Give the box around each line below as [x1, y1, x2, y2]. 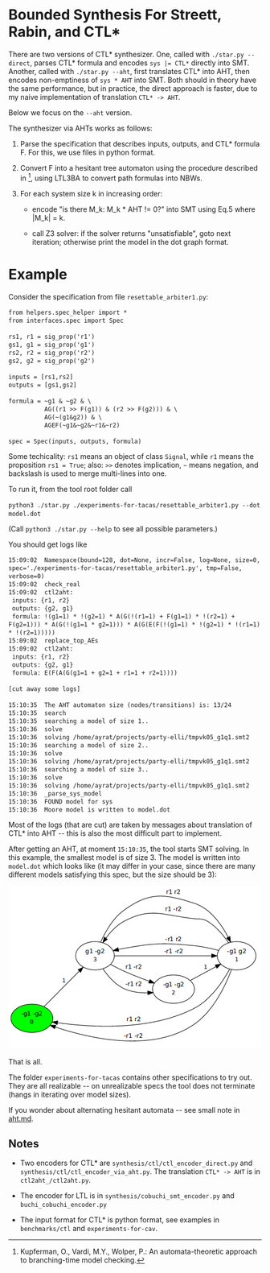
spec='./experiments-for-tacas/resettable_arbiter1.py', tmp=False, [8, 564, 243, 572]
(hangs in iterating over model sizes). [8, 1089, 131, 1099]
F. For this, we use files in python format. [19, 147, 155, 157]
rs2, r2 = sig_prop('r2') [8, 349, 95, 357]
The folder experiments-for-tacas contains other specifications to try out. [8, 1073, 252, 1082]
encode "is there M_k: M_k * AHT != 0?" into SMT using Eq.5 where [31, 204, 256, 214]
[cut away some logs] [8, 684, 81, 693]
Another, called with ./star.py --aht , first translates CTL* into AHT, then [8, 66, 251, 76]
